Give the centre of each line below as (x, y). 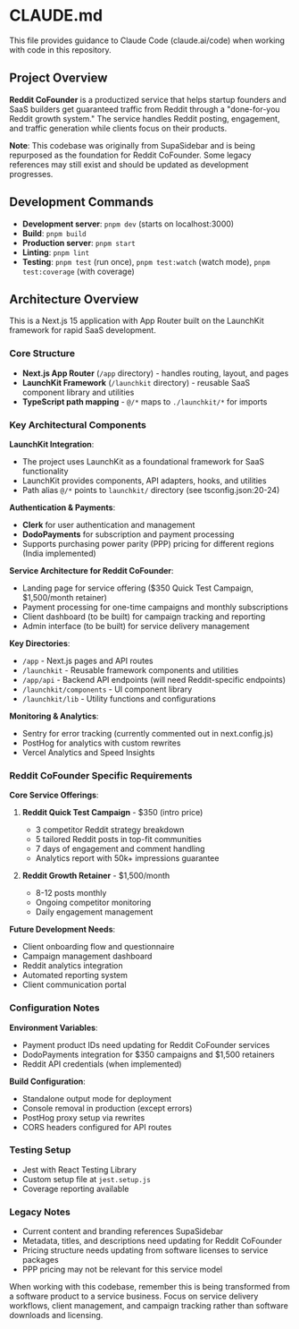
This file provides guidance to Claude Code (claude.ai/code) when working (147, 40)
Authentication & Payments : (62, 507)
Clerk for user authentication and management (108, 524)
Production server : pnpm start (79, 243)
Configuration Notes (54, 1008)
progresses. (31, 174)
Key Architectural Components (78, 424)
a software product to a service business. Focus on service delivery (134, 1296)
